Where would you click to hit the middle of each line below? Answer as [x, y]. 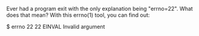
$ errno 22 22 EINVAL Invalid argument [56, 27]
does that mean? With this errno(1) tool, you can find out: [78, 15]
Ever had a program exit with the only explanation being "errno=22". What [99, 9]
